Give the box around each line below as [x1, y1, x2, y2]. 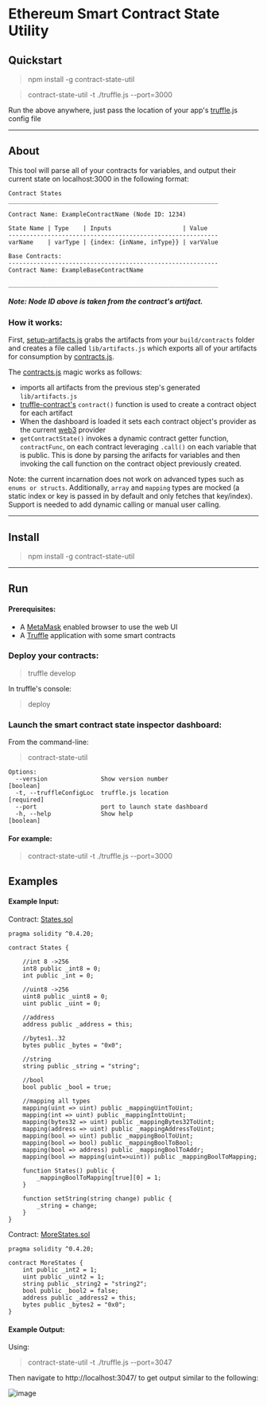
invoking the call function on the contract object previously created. [19, 459, 242, 468]
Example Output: [8, 1324, 65, 1334]
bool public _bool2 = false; [22, 1287, 119, 1294]
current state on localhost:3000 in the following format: [8, 174, 189, 183]
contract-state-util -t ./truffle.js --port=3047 [27, 1357, 172, 1367]
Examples [8, 874, 58, 888]
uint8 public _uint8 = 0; [22, 993, 109, 1001]
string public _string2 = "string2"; [22, 1279, 148, 1287]
